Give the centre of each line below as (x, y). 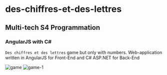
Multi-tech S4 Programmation (53, 28)
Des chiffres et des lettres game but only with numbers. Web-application (84, 52)
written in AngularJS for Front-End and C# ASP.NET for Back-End (72, 58)
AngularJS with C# (28, 42)
